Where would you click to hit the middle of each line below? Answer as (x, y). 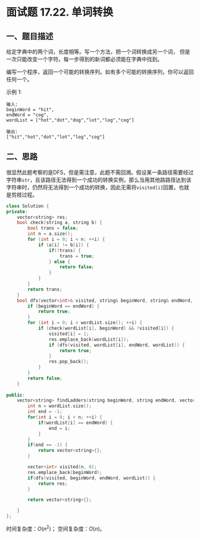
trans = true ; (77, 256)
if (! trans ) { (65, 250)
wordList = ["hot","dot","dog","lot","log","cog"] (70, 120)
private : (17, 212)
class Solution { (28, 206)
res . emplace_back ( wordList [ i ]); (89, 339)
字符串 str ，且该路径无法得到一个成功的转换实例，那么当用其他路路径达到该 (99, 179)
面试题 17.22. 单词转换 (60, 12)
